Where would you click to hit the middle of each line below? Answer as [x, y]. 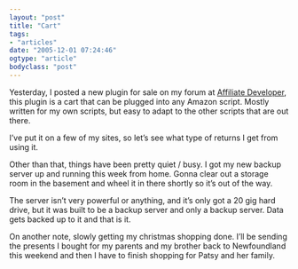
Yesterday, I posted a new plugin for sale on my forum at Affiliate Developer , [148, 92]
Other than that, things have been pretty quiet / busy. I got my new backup [145, 164]
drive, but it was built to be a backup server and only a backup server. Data [146, 210]
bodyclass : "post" [43, 67]
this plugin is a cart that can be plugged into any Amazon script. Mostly [139, 101]
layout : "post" [37, 17]
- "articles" [33, 42]
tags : [19, 34]
